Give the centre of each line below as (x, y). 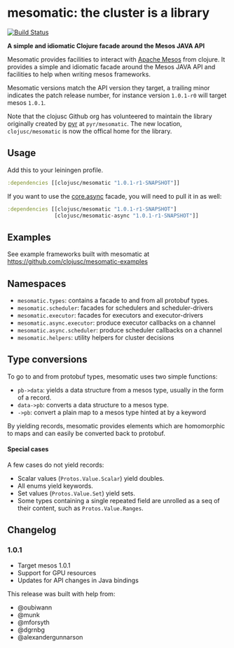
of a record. (34, 397)
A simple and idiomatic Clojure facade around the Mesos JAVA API (106, 45)
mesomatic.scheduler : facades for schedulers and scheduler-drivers (115, 308)
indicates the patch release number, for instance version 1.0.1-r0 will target (117, 95)
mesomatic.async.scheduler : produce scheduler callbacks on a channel (120, 330)
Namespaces (37, 284)
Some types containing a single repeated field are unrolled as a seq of (119, 501)
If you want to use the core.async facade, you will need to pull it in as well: (115, 196)
